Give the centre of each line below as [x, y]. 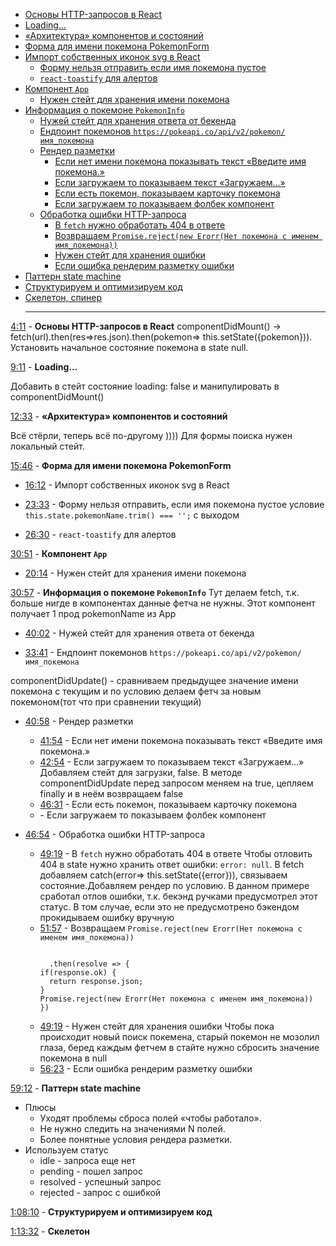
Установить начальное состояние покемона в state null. [129, 347]
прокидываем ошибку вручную [107, 917]
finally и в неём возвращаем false [111, 793]
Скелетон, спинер [63, 297]
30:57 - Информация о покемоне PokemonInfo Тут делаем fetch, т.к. [155, 592]
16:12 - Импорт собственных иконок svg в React [127, 485]
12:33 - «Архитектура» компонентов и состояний [119, 416]
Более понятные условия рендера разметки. [136, 1139]
